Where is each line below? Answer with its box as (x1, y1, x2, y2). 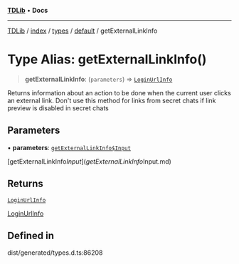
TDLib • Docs (7, 6, 48, 14)
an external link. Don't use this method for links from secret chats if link (7, 96, 216, 105)
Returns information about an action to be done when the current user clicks (7, 88, 231, 97)
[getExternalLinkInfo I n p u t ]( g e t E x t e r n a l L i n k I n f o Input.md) (7, 157, 172, 166)
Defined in (7, 229, 55, 241)
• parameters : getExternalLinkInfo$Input (7, 143, 132, 152)
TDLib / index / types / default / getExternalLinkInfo (7, 26, 158, 35)
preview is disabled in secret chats (7, 103, 109, 112)
